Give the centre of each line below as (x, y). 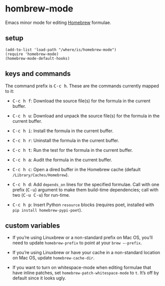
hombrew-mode (39, 9)
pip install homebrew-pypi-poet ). (47, 210)
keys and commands (38, 74)
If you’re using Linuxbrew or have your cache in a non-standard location (86, 253)
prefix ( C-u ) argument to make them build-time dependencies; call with (85, 190)
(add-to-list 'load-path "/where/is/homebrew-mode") (61, 50)
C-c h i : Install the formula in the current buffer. (63, 131)
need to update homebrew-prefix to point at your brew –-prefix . (77, 243)
